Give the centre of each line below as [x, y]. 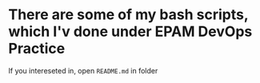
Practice [37, 49]
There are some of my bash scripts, [128, 15]
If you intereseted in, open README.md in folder [83, 70]
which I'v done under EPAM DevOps [130, 32]
